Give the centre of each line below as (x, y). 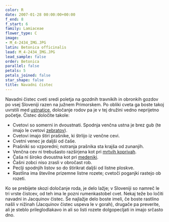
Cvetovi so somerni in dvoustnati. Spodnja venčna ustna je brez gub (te (87, 125)
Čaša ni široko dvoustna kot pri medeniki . (55, 157)
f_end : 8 (14, 19)
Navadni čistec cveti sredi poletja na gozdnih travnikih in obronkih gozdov (82, 99)
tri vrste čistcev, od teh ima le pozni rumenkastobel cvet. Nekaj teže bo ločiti (84, 193)
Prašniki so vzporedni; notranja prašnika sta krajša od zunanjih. (78, 146)
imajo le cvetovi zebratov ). (40, 130)
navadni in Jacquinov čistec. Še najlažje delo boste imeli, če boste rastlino (82, 199)
